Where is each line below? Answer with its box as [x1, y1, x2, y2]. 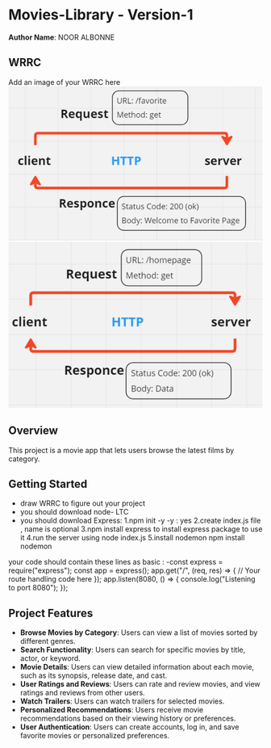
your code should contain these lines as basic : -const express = [8, 557, 223, 567]
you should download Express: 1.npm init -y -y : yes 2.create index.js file [19, 515, 261, 526]
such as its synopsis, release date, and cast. [19, 670, 168, 680]
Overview [8, 424, 59, 438]
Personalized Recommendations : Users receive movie [19, 705, 204, 715]
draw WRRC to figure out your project [19, 498, 146, 508]
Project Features [8, 606, 94, 620]
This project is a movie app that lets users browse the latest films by [8, 445, 235, 455]
